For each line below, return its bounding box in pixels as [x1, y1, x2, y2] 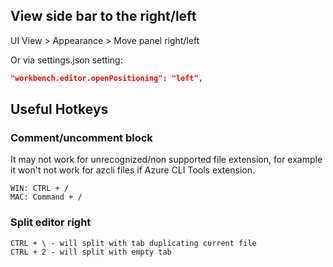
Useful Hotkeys [10, 101, 109, 118]
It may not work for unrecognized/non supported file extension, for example [10, 154, 323, 166]
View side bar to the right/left [10, 8, 197, 25]
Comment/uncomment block [10, 131, 153, 144]
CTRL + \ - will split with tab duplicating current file [10, 238, 257, 248]
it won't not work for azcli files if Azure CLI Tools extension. [10, 164, 256, 176]
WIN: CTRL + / [10, 184, 70, 194]
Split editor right [10, 215, 92, 229]
